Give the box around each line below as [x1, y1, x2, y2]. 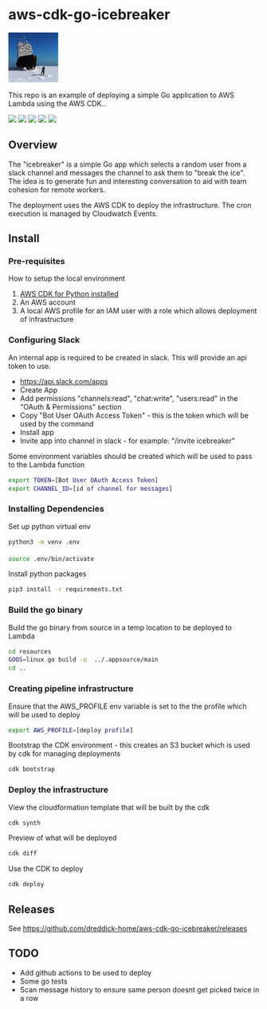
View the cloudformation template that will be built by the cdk [8, 803, 210, 812]
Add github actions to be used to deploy [19, 968, 152, 977]
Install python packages [8, 569, 87, 579]
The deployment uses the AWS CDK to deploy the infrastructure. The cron [8, 200, 252, 210]
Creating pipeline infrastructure [8, 683, 134, 694]
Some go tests [19, 976, 68, 986]
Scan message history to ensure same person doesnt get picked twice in [19, 984, 260, 994]
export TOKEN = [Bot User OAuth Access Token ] [8, 476, 159, 484]
